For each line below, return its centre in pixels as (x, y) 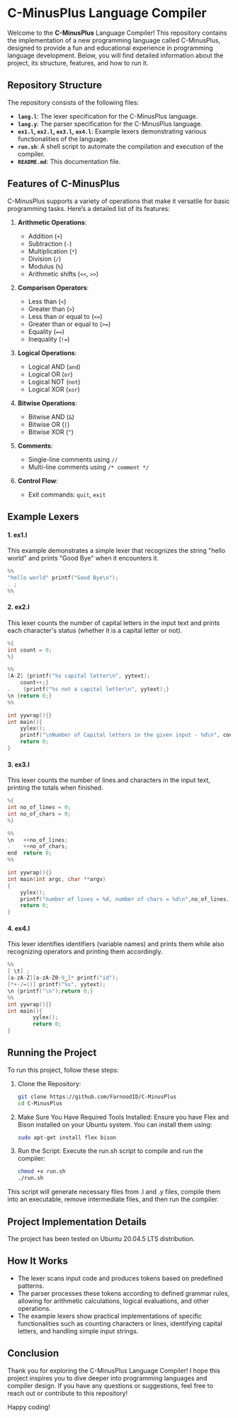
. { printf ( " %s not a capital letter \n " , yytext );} (89, 689)
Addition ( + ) (45, 236)
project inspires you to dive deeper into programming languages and (107, 1378)
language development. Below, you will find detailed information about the (115, 55)
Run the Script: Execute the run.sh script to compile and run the (110, 1151)
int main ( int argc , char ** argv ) (57, 879)
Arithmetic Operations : (52, 222)
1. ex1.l (17, 535)
